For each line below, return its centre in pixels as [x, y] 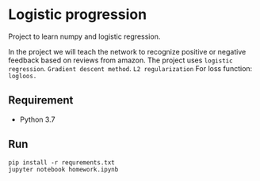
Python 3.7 [37, 119]
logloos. [23, 76]
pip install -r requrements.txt [61, 162]
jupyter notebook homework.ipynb [63, 169]
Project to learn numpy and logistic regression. [84, 36]
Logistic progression [78, 15]
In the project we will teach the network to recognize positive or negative [127, 51]
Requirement [41, 100]
